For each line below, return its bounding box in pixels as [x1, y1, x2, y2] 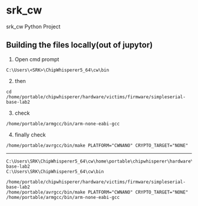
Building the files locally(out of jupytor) [6, 40, 153, 50]
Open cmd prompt [14, 55, 60, 62]
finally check [14, 131, 46, 138]
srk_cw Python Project [6, 23, 61, 30]
